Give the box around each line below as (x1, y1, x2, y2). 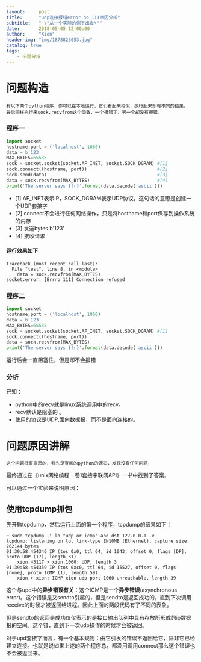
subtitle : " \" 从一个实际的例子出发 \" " (6, 20, 103, 26)
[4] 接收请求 (14, 232, 45, 240)
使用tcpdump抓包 (6, 504, 73, 514)
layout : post (6, 8, 50, 15)
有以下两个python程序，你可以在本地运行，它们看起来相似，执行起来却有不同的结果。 (6, 103, 188, 109)
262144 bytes (6, 543, 39, 549)
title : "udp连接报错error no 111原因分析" (6, 14, 120, 20)
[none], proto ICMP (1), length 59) (6, 570, 98, 576)
